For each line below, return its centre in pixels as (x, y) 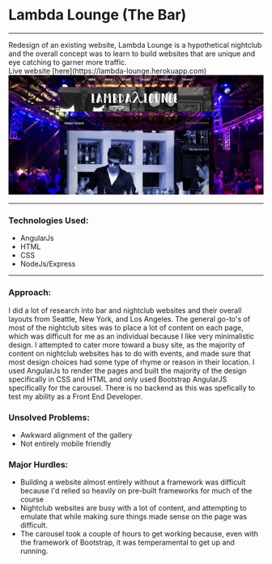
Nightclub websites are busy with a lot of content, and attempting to (133, 508)
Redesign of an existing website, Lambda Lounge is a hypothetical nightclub (135, 45)
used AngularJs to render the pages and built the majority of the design (127, 370)
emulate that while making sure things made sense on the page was (134, 517)
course (32, 499)
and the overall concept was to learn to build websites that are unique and (132, 53)
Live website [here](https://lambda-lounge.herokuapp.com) (108, 70)
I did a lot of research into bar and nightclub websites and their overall (125, 310)
